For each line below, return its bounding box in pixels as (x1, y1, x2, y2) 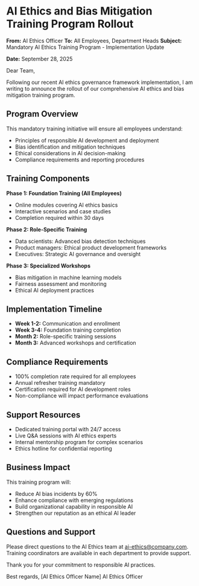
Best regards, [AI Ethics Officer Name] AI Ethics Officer (6, 573, 143, 580)
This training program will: (6, 478, 71, 486)
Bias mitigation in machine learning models (14, 274, 122, 281)
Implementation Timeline (6, 304, 103, 314)
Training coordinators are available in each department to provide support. (6, 549, 191, 556)
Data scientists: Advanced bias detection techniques (14, 237, 146, 245)
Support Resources (6, 410, 81, 420)
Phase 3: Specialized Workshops (6, 262, 91, 269)
